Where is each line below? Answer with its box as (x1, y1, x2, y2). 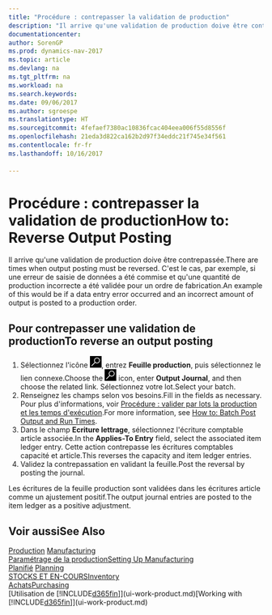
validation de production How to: (8, 211, 230, 230)
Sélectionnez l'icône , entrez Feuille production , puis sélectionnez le (19, 360, 261, 370)
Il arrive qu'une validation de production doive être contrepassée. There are (8, 255, 259, 265)
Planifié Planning (8, 563, 65, 573)
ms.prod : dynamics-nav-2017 (8, 47, 104, 56)
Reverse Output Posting (8, 228, 172, 247)
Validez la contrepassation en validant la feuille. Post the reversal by (19, 460, 245, 469)
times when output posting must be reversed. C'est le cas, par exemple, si (8, 264, 257, 274)
